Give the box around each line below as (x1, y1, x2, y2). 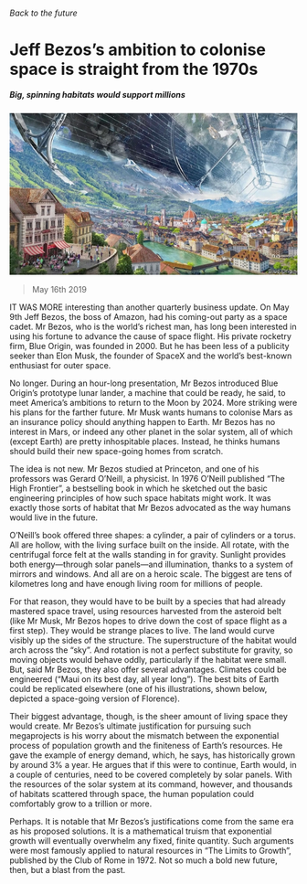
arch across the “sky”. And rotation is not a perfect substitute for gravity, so (9, 644, 294, 655)
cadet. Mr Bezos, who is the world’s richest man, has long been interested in (9, 321, 297, 333)
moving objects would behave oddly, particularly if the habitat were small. (9, 655, 287, 666)
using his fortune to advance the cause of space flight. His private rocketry (9, 331, 292, 342)
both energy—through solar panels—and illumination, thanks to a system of (9, 559, 294, 570)
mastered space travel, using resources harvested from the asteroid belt (9, 606, 281, 617)
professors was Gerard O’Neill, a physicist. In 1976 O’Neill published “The (9, 474, 286, 485)
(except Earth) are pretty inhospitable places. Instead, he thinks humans (9, 436, 281, 447)
